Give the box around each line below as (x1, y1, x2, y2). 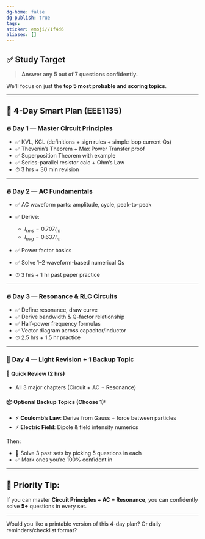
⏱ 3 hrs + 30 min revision (15, 166, 79, 173)
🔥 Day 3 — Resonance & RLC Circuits (6, 292, 118, 301)
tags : (6, 20, 20, 26)
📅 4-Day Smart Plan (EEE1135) (6, 106, 122, 116)
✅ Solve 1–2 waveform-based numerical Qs (15, 258, 125, 266)
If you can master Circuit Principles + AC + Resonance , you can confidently (6, 496, 198, 503)
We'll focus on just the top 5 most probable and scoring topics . (6, 82, 167, 89)
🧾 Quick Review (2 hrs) (6, 370, 65, 378)
